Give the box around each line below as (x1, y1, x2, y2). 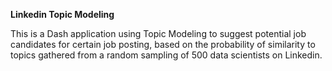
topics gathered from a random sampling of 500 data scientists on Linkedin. (10, 49, 323, 61)
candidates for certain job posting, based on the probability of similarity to (10, 39, 316, 50)
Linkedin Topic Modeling (10, 9, 115, 20)
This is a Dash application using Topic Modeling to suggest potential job (10, 28, 307, 39)
